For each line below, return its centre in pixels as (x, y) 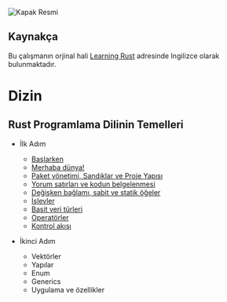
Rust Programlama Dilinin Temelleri (96, 125)
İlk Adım (33, 144)
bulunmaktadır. (32, 64)
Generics (46, 281)
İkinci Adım (38, 241)
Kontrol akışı (51, 226)
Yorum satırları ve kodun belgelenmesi (93, 184)
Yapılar (42, 264)
